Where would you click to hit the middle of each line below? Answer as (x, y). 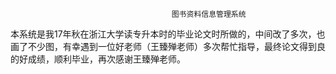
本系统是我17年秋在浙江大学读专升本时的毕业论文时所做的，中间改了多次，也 (168, 34)
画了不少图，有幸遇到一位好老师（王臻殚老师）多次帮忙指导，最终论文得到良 (168, 46)
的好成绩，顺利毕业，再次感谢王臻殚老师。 (98, 59)
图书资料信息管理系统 (209, 14)
